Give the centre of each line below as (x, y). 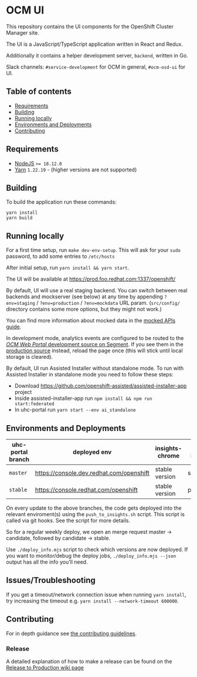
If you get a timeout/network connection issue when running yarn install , (96, 594)
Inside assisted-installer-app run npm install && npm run (83, 398)
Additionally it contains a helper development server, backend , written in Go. (97, 55)
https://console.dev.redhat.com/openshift (92, 473)
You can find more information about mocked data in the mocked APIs (91, 321)
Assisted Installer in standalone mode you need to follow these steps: (90, 375)
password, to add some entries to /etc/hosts (61, 257)
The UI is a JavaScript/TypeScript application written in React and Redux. (95, 44)
